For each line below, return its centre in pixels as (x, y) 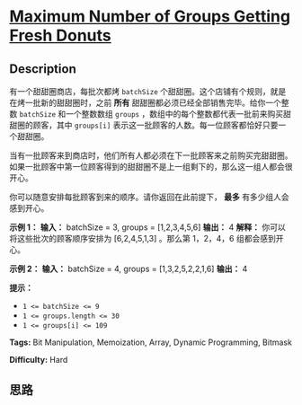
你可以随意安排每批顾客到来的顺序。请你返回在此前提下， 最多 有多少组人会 (149, 197)
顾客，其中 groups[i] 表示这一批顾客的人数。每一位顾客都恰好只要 (155, 125)
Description (43, 69)
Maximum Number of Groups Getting (150, 17)
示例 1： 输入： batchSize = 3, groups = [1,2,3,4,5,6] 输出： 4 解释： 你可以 (147, 227)
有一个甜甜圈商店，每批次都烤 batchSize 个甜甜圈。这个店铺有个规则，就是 (148, 91)
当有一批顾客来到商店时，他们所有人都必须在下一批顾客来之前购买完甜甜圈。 (151, 155)
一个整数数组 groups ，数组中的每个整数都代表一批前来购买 (175, 114)
